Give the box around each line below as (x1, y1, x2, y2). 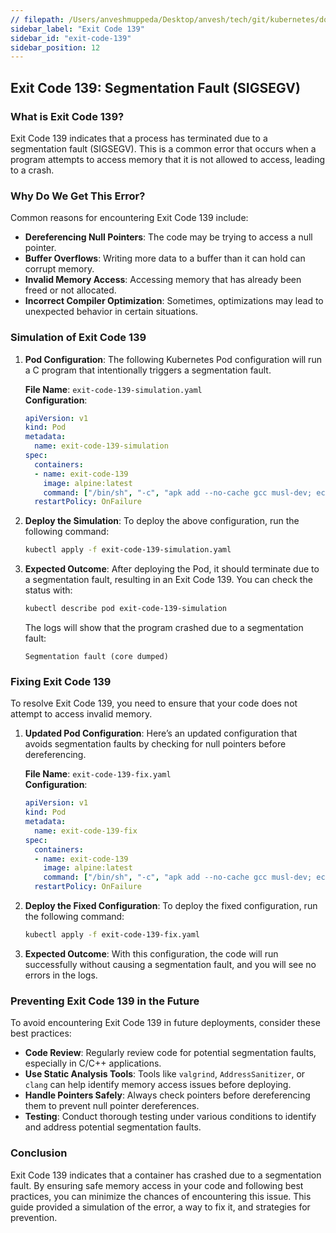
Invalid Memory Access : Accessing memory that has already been (24, 274, 302, 286)
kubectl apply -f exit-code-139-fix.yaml (24, 930, 201, 940)
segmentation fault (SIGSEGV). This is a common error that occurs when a (10, 142, 317, 155)
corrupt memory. (24, 263, 95, 275)
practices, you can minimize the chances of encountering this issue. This (10, 1190, 312, 1202)
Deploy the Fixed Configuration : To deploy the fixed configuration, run (24, 900, 318, 912)
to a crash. (10, 164, 55, 176)
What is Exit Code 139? (10, 109, 125, 123)
